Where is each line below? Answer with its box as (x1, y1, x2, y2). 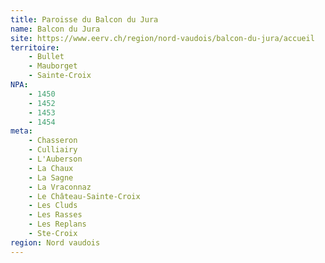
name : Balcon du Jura (10, 24, 101, 34)
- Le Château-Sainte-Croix (28, 191, 141, 201)
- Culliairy (28, 145, 78, 155)
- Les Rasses (28, 210, 83, 220)
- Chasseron (28, 136, 78, 146)
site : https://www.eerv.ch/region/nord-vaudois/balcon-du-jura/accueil (10, 33, 315, 43)
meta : (10, 126, 33, 136)
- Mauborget (28, 61, 78, 71)
